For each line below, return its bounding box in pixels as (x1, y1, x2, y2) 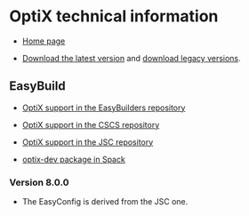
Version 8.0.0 (9, 176, 69, 188)
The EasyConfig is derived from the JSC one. (21, 196, 189, 207)
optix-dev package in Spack (21, 154, 126, 164)
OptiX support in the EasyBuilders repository (21, 102, 186, 113)
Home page (21, 36, 66, 46)
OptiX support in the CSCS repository (21, 119, 160, 130)
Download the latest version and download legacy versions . (21, 52, 242, 63)
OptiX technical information (9, 6, 219, 27)
